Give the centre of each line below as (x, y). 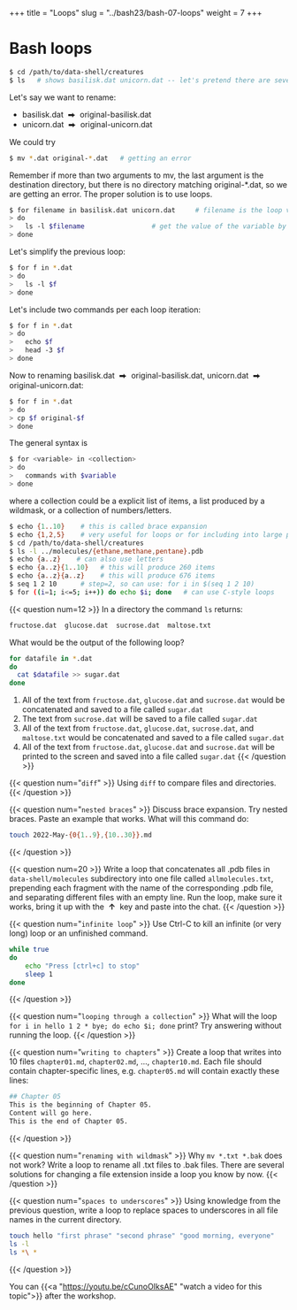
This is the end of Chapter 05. (69, 1122)
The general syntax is (49, 443)
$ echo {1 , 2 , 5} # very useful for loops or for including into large (146, 534)
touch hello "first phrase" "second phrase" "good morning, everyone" (142, 1236)
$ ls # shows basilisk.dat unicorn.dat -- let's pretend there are (140, 80)
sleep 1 (39, 974)
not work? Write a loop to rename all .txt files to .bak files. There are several (147, 1164)
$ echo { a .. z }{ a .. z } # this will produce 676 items (112, 576)
